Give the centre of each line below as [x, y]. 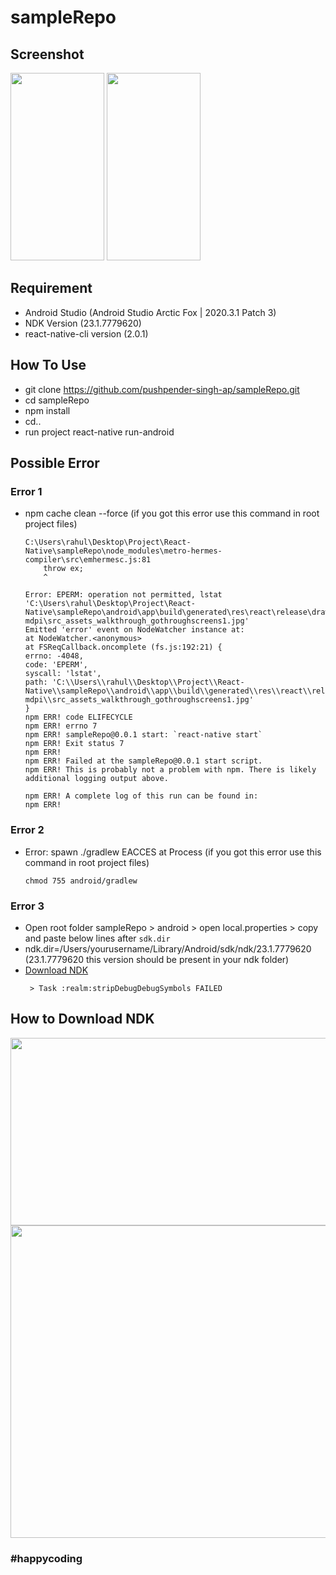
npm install [47, 410]
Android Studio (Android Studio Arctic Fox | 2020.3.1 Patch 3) [150, 312]
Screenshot [47, 54]
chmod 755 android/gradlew [81, 881]
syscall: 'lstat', [63, 674]
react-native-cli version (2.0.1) [86, 333]
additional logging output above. [96, 779]
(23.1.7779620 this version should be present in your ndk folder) [157, 959]
